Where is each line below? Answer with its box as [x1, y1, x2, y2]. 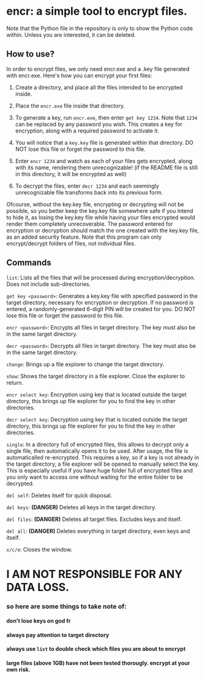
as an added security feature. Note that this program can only [6, 233, 162, 241]
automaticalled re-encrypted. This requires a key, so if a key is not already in [6, 453, 199, 461]
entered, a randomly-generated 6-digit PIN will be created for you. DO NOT [6, 305, 196, 312]
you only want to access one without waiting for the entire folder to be [6, 473, 184, 480]
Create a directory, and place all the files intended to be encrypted [15, 83, 183, 91]
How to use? [6, 49, 55, 60]
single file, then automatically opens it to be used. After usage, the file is [6, 447, 188, 455]
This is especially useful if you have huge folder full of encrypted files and [6, 466, 193, 474]
